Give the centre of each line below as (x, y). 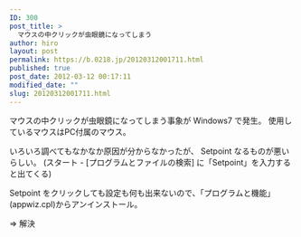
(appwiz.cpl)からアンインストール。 (76, 204)
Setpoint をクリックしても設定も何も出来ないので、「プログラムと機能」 (142, 193)
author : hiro (34, 43)
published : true (40, 69)
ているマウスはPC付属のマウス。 (70, 131)
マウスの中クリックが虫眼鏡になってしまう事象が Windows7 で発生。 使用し (151, 120)
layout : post (34, 52)
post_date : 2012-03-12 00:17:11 (70, 77)
